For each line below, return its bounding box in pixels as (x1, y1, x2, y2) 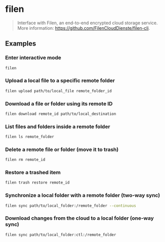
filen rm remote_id (5, 157, 46, 162)
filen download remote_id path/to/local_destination (5, 111, 116, 116)
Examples (5, 40, 36, 48)
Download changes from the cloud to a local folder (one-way (5, 215, 154, 222)
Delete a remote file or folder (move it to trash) (5, 146, 119, 153)
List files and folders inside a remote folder (5, 123, 110, 130)
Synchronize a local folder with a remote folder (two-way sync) (5, 192, 160, 199)
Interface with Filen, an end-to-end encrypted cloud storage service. (17, 20, 158, 26)
